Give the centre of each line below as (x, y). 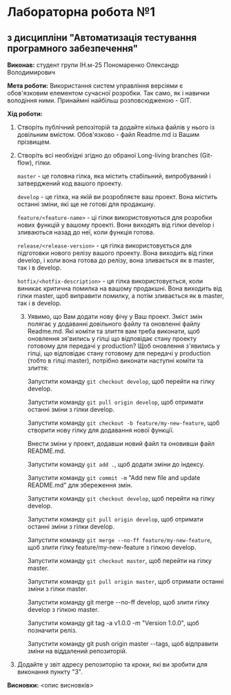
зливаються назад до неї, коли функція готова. (86, 232)
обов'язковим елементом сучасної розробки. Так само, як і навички (109, 93)
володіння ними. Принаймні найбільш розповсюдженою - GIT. (99, 100)
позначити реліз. (52, 630)
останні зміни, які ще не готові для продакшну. (86, 204)
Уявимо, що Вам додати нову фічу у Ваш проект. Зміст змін (115, 316)
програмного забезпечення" (73, 48)
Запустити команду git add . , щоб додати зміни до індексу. (116, 464)
